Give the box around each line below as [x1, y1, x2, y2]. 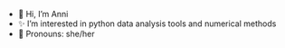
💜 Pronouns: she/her [17, 28, 95, 39]
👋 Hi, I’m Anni [17, 9, 69, 19]
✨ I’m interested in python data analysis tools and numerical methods [17, 18, 277, 29]
